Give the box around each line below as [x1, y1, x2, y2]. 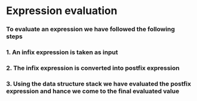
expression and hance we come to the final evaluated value [6, 87, 180, 95]
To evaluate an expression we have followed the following [6, 25, 175, 33]
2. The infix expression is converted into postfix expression [6, 63, 180, 72]
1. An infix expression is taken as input [6, 48, 118, 56]
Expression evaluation [6, 4, 118, 18]
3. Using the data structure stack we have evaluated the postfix [6, 79, 192, 87]
